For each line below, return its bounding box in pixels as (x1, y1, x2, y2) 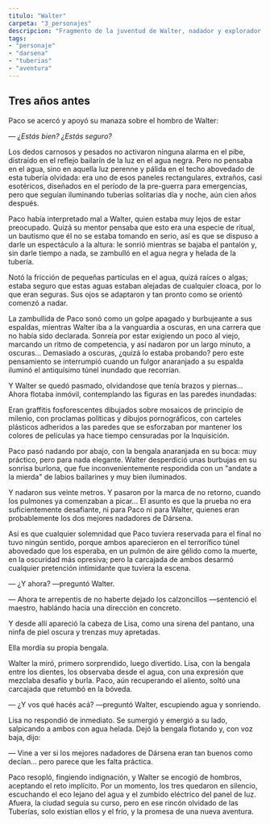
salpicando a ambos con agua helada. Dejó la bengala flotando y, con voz (8, 723, 254, 734)
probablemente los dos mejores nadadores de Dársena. (8, 513, 193, 522)
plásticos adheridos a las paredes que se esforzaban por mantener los (8, 422, 243, 431)
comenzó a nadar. (8, 298, 69, 307)
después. (8, 198, 39, 208)
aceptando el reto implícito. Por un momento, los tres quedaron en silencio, (8, 780, 258, 790)
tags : (8, 34, 27, 43)
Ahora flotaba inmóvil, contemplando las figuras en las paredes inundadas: (8, 389, 257, 399)
